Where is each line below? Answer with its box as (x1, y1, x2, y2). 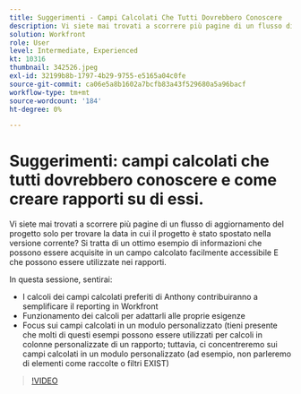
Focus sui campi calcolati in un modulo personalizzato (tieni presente (21, 320, 278, 331)
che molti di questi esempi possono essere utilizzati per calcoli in (21, 330, 262, 340)
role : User (9, 38, 50, 47)
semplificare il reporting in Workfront (21, 301, 159, 312)
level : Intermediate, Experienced (9, 47, 139, 56)
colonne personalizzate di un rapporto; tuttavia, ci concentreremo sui (21, 339, 278, 350)
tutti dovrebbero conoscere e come (9, 170, 278, 191)
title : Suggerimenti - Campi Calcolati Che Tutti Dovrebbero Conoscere (9, 13, 282, 22)
